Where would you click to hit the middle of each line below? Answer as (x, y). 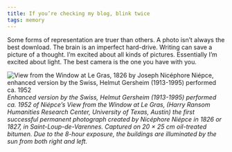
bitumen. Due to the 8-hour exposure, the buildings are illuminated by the (112, 134)
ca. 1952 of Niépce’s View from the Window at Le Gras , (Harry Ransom (109, 104)
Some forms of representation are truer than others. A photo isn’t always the (116, 39)
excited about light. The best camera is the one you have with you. (102, 61)
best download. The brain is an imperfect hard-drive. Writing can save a (110, 47)
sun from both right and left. (47, 141)
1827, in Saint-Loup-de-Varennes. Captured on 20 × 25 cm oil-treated (107, 126)
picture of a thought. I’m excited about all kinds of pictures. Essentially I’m (113, 54)
